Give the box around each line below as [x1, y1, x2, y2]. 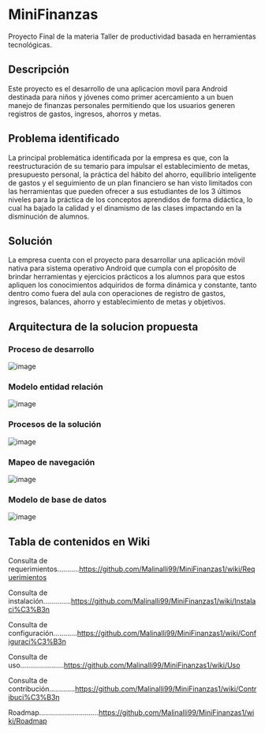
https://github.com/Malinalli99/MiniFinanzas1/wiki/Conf [77, 629, 257, 638]
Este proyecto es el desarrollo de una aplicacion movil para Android [8, 84, 228, 93]
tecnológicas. [8, 39, 53, 49]
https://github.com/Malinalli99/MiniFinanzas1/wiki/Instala [70, 596, 256, 606]
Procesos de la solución [8, 419, 102, 430]
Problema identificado [8, 132, 120, 145]
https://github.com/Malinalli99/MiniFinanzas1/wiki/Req [78, 564, 256, 574]
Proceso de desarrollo [8, 343, 95, 354]
